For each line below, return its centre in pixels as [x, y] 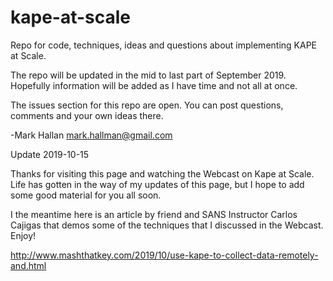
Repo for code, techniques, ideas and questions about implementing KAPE [164, 45]
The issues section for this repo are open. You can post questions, [147, 105]
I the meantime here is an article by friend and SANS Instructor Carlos [154, 214]
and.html [28, 265]
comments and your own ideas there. [87, 115]
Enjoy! [23, 235]
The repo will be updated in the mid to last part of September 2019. [148, 75]
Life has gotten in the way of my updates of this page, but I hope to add [157, 184]
